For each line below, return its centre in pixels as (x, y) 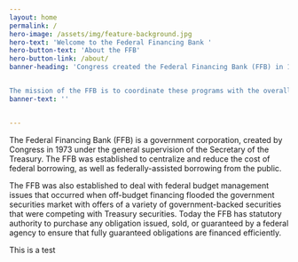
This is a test (32, 250)
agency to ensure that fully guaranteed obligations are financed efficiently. (145, 233)
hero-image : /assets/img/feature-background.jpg (101, 34)
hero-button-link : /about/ (59, 59)
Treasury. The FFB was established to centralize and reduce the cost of (140, 159)
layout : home (33, 17)
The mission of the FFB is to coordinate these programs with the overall (150, 91)
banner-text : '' (39, 99)
